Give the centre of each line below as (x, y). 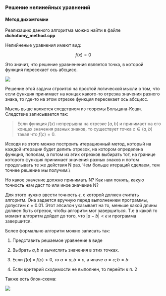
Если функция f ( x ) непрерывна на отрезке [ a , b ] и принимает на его (89, 124)
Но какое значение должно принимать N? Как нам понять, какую (75, 180)
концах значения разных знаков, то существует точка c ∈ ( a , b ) (85, 129)
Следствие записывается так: (37, 114)
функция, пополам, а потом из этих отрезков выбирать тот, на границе (81, 154)
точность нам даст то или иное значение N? (52, 185)
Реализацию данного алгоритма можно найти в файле (63, 30)
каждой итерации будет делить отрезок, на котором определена (74, 149)
